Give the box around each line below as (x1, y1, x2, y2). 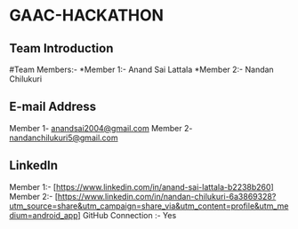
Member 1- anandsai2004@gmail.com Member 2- (9, 122, 193, 133)
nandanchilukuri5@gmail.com (9, 132, 118, 143)
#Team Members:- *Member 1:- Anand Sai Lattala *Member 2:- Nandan (9, 64, 274, 75)
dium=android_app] (9, 209, 82, 220)
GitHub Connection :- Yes (83, 209, 177, 220)
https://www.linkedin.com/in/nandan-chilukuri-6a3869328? (57, 191, 277, 201)
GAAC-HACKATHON (9, 5, 165, 26)
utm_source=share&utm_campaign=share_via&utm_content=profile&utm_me (9, 201, 289, 211)
